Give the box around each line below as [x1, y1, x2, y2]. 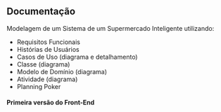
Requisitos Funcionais [16, 38, 80, 46]
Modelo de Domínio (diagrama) [16, 67, 107, 76]
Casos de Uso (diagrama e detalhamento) [16, 52, 138, 61]
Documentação [6, 6, 75, 17]
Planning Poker [16, 82, 61, 90]
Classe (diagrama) [16, 59, 70, 69]
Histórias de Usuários [16, 45, 80, 53]
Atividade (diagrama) [16, 75, 78, 83]
